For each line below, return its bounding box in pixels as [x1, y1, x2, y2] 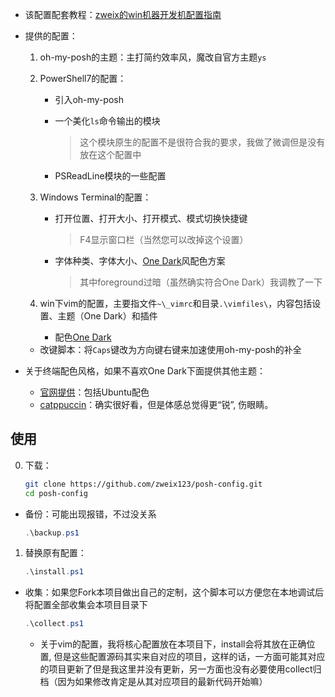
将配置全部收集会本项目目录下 [24, 599, 148, 611]
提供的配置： [24, 30, 78, 42]
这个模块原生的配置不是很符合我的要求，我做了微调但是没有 [79, 136, 326, 148]
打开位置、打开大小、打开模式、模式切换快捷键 [54, 213, 248, 224]
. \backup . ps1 [24, 528, 80, 538]
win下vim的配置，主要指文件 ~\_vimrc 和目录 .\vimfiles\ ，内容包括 [39, 298, 313, 309]
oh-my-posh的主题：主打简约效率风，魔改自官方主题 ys [39, 51, 267, 63]
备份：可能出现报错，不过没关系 [24, 508, 157, 520]
